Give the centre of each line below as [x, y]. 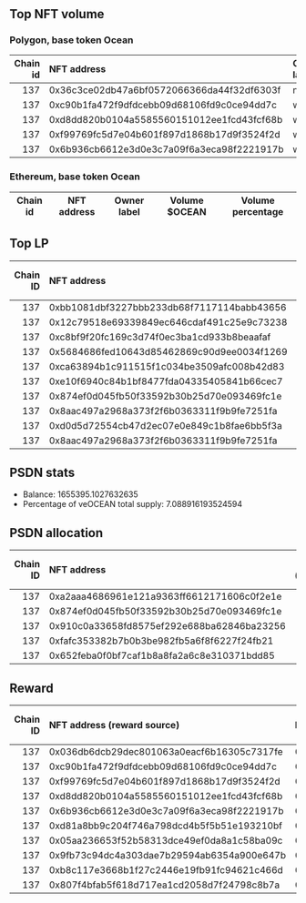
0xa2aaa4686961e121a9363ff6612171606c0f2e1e [165, 596]
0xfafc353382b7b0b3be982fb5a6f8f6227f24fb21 [161, 641]
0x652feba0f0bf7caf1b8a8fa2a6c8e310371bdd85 [162, 655]
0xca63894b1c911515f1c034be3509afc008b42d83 [167, 366]
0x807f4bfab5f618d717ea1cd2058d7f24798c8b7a [164, 885]
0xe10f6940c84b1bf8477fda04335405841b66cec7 [166, 381]
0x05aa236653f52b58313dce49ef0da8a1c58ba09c [166, 841]
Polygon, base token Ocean [71, 40]
